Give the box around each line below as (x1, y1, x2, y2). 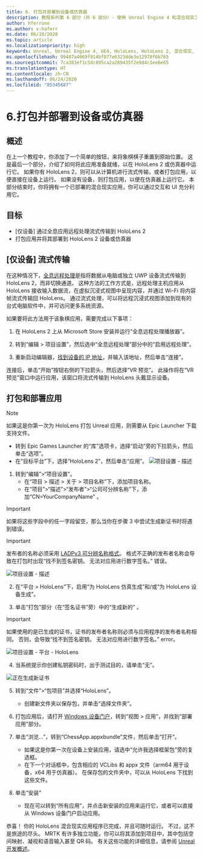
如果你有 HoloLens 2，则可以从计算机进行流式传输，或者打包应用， (23, 168, 192, 175)
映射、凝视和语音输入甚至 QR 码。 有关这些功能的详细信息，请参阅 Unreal (11, 837, 195, 845)
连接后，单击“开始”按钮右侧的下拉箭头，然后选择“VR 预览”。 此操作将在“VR (6, 366, 195, 373)
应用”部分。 (14, 721, 44, 728)
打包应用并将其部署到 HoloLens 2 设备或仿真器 (14, 235, 132, 242)
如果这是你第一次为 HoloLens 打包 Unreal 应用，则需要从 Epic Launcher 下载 (6, 422, 197, 430)
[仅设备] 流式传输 (6, 255, 70, 265)
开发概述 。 (6, 845, 33, 853)
